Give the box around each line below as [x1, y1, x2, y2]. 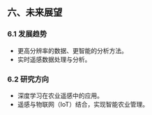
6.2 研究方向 [7, 74, 50, 84]
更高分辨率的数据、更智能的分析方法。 [17, 46, 128, 54]
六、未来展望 [7, 6, 63, 19]
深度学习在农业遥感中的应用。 [17, 91, 103, 100]
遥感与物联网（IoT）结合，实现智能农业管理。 [17, 100, 149, 108]
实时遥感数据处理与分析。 [17, 55, 91, 63]
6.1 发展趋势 [7, 29, 47, 39]
